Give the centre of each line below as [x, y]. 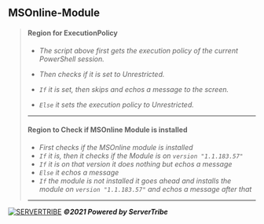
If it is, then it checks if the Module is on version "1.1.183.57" [141, 156]
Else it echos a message [79, 172]
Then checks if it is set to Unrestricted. [102, 74]
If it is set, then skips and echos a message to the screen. [134, 89]
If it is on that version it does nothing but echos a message [136, 163]
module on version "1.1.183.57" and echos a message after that [145, 189]
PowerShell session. [71, 59]
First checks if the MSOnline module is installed [116, 147]
